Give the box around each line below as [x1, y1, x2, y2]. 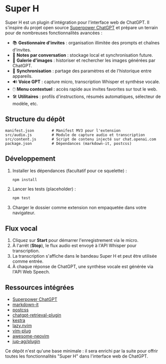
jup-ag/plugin [12, 338, 41, 344]
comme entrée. [12, 258, 44, 265]
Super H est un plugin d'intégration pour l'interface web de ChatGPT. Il [5, 19, 150, 25]
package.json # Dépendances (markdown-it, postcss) [5, 141, 132, 146]
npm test [12, 196, 31, 201]
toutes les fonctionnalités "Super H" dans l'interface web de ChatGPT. [5, 353, 149, 359]
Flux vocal [5, 224, 38, 232]
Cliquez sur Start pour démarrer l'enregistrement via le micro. [12, 237, 139, 243]
